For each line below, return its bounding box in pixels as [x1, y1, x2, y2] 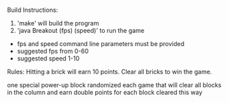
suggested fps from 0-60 [16, 47, 89, 55]
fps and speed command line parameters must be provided [16, 40, 185, 47]
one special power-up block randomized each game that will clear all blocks [7, 81, 222, 89]
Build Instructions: [7, 6, 58, 14]
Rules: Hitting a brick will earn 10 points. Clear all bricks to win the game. [7, 68, 212, 76]
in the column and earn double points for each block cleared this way [7, 89, 203, 96]
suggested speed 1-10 [16, 54, 80, 62]
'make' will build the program [16, 19, 99, 27]
